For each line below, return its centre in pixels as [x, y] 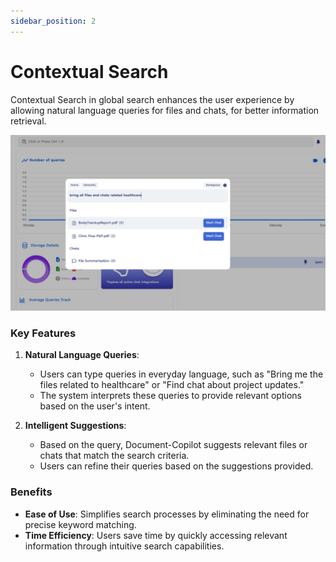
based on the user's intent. [95, 406]
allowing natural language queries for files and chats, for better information [165, 110]
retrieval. [28, 121]
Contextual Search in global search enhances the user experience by [152, 99]
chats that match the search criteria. [114, 456]
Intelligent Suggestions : [75, 426]
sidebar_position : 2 [53, 21]
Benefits [31, 492]
